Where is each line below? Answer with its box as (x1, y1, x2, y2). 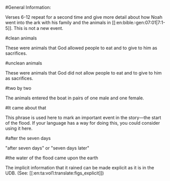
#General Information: (5, 5, 51, 10)
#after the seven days (5, 135, 51, 141)
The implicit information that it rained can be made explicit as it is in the (5, 165, 154, 170)
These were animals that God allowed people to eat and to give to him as (5, 45, 157, 51)
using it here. (5, 125, 33, 131)
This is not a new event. (13, 25, 63, 31)
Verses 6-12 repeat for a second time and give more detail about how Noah (5, 14, 162, 20)
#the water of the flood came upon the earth (5, 155, 98, 161)
